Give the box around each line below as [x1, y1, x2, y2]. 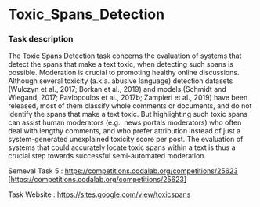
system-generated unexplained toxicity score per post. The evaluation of [8, 135, 244, 144]
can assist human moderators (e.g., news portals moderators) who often [8, 118, 242, 127]
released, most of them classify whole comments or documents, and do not [8, 101, 252, 111]
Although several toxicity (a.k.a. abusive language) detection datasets [8, 76, 233, 85]
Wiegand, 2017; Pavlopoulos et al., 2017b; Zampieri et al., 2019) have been [8, 93, 248, 103]
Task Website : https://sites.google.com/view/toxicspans [8, 190, 191, 199]
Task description [8, 34, 74, 45]
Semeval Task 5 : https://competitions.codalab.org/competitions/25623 [8, 166, 239, 176]
